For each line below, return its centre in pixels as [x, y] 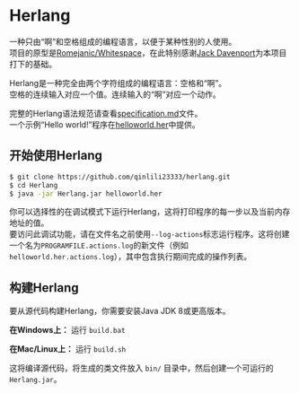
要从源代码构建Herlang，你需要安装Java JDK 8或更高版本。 [120, 311]
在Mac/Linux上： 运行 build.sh [68, 349]
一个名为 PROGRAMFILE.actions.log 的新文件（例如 [99, 245]
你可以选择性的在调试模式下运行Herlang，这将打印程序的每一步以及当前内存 [150, 212]
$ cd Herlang [34, 185]
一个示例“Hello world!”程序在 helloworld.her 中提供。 [105, 124]
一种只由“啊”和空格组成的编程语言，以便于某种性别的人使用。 [123, 41]
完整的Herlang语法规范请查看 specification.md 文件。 [106, 113]
